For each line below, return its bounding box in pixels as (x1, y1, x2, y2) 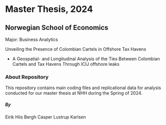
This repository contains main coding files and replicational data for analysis (5, 85, 162, 91)
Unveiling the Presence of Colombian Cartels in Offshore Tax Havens (5, 46, 147, 52)
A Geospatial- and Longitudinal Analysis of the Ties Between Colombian (12, 56, 160, 62)
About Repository (5, 73, 49, 80)
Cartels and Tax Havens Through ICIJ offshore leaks (12, 61, 120, 67)
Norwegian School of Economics (5, 23, 108, 32)
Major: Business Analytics (5, 36, 58, 42)
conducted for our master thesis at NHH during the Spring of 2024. (5, 90, 143, 96)
